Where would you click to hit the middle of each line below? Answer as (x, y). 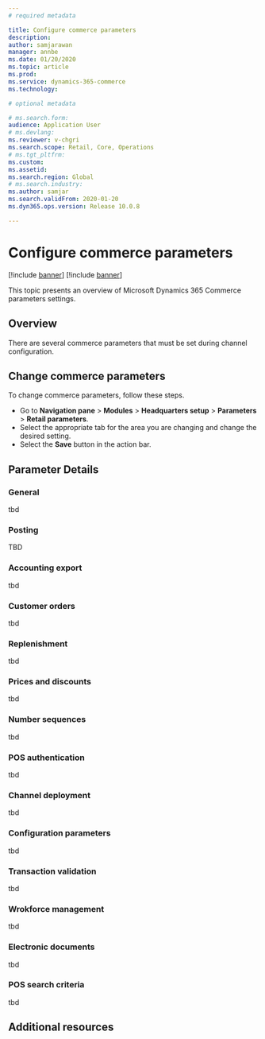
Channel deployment (50, 795)
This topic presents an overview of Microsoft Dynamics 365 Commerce (125, 290)
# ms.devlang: (32, 133)
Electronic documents (52, 947)
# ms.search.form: (38, 118)
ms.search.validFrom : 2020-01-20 (63, 200)
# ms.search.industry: (46, 184)
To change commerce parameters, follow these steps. (96, 395)
